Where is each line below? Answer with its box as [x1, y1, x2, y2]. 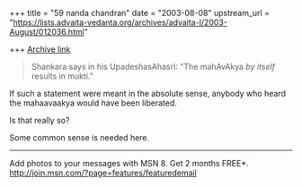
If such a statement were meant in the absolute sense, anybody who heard [9, 89, 286, 98]
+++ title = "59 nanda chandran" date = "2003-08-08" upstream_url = [9, 8, 270, 18]
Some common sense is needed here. [9, 132, 150, 142]
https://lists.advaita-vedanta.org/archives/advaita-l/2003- [13, 17, 227, 28]
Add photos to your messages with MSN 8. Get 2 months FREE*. [9, 158, 249, 168]
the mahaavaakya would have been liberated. [9, 98, 178, 108]
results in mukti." [31, 71, 94, 81]
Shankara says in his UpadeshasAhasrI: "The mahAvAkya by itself [31, 62, 276, 72]
